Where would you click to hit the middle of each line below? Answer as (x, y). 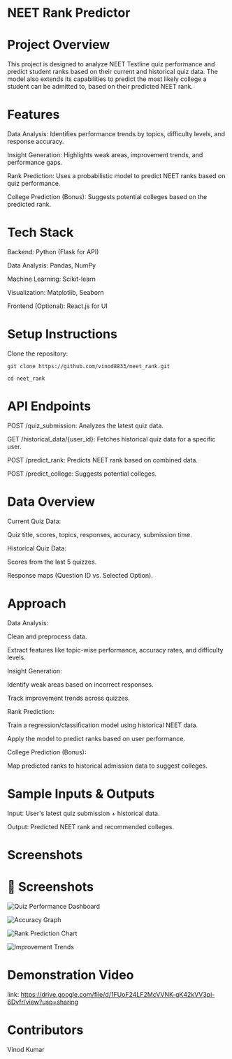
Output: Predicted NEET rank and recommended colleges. (91, 826)
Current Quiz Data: (34, 521)
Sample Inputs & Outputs (81, 794)
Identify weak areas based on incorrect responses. (80, 684)
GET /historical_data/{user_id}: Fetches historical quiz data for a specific (111, 439)
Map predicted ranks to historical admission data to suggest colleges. (108, 766)
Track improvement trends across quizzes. (69, 698)
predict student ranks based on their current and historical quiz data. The (113, 72)
